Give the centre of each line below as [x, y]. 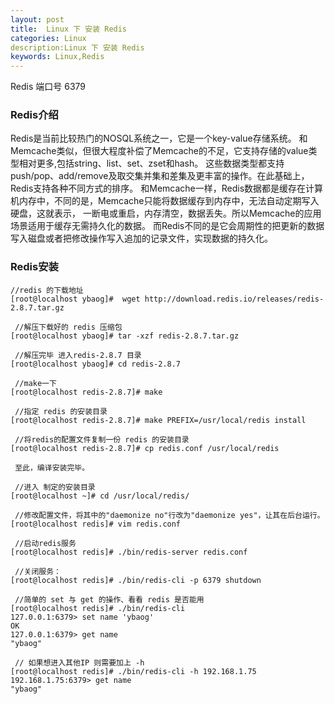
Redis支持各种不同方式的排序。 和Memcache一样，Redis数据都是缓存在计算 [167, 188]
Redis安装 [34, 267]
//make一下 [35, 383]
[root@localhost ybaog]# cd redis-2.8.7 [96, 364]
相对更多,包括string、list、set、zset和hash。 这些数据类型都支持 [151, 163]
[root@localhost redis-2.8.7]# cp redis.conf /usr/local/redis [145, 448]
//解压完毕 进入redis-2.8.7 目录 [78, 355]
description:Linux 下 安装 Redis [77, 47]
